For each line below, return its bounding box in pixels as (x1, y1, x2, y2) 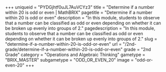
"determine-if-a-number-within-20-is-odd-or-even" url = (5, 41, 122, 47)
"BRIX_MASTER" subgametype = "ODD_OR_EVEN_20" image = (5, 57, 134, 63)
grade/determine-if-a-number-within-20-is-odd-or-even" (5, 47, 123, 52)
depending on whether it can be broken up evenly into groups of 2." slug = (5, 36, 158, 42)
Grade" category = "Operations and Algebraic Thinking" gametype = (5, 52, 146, 58)
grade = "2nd (123, 47, 151, 52)
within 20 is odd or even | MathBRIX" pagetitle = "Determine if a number (5, 9, 153, 15)
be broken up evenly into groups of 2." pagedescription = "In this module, (5, 25, 156, 31)
